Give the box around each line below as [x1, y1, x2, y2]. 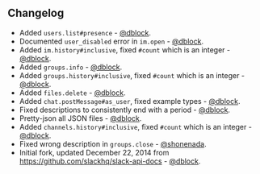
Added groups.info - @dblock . [19, 62, 123, 72]
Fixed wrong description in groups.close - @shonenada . [19, 139, 207, 148]
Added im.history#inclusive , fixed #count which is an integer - [19, 44, 231, 55]
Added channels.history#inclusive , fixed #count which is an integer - [19, 122, 252, 131]
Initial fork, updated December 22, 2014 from [19, 147, 170, 157]
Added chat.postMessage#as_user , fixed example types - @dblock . [19, 96, 241, 106]
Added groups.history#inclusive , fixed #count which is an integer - [19, 70, 245, 80]
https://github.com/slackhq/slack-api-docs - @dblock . [19, 156, 201, 166]
